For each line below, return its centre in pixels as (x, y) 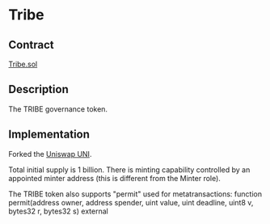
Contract (31, 45)
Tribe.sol (23, 64)
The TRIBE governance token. (58, 109)
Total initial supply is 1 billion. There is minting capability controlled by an (129, 169)
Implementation (49, 135)
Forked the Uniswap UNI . (50, 154)
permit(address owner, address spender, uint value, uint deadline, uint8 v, (131, 202)
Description (38, 89)
